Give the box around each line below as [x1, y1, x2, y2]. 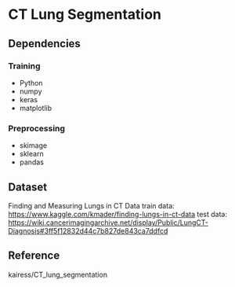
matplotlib [19, 103, 52, 112]
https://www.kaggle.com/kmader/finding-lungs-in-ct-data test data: [8, 209, 227, 219]
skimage [19, 141, 48, 150]
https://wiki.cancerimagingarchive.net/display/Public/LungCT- [8, 218, 209, 227]
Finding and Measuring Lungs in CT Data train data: [8, 201, 175, 210]
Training [8, 61, 41, 72]
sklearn [19, 149, 45, 159]
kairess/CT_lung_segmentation [8, 270, 108, 279]
